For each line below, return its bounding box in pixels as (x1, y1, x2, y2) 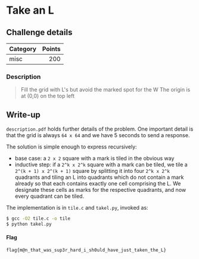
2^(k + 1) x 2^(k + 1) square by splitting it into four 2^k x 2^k (14, 168, 170, 175)
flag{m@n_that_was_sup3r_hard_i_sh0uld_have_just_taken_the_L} (6, 247, 167, 253)
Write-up (6, 109, 41, 119)
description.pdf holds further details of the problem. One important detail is (6, 125, 194, 132)
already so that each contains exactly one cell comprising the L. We (14, 180, 181, 187)
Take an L (6, 4, 54, 17)
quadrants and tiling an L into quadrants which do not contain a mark (14, 173, 184, 181)
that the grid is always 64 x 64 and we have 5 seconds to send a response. (6, 132, 190, 139)
